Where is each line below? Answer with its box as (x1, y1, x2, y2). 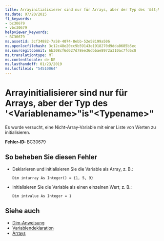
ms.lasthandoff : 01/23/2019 (5, 62, 62, 66)
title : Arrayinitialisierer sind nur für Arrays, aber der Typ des (5, 7, 145, 12)
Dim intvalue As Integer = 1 (12, 194, 72, 198)
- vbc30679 (5, 25, 27, 30)
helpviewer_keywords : (5, 30, 49, 35)
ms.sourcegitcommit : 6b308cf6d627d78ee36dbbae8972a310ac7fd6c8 (5, 48, 137, 53)
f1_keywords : (5, 16, 32, 21)
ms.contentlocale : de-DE (5, 57, 56, 62)
